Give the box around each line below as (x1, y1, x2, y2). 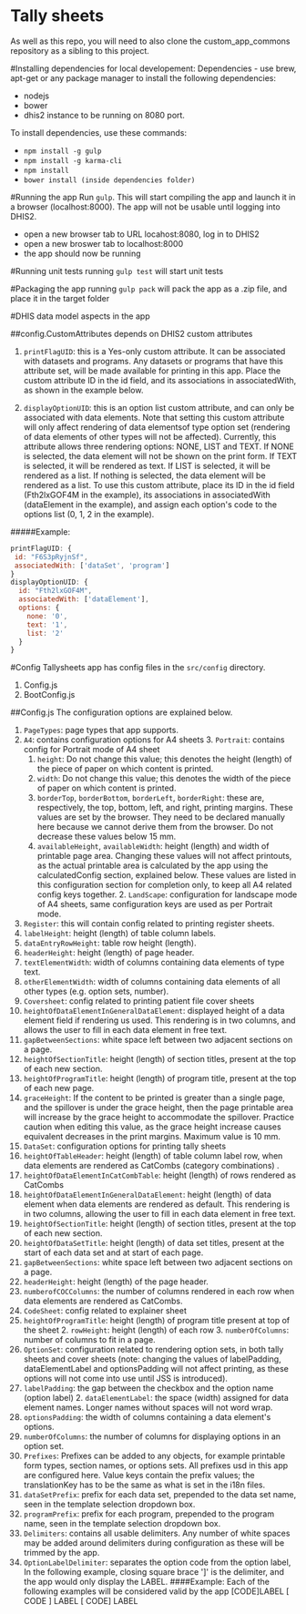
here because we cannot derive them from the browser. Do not (36, 822, 274, 833)
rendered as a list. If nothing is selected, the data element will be (23, 470, 267, 481)
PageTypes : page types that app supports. (23, 725, 178, 736)
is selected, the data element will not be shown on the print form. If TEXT (23, 450, 298, 461)
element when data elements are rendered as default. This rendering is (23, 1199, 291, 1210)
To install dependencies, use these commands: (10, 127, 188, 138)
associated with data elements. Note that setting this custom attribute (23, 412, 285, 423)
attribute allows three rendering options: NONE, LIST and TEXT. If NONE (23, 441, 294, 452)
